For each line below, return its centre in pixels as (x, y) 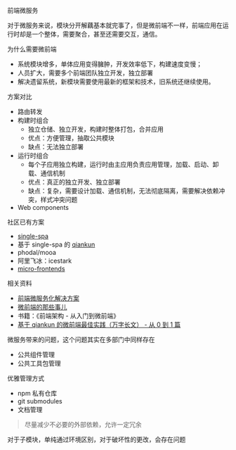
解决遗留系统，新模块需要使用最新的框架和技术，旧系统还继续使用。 (116, 82)
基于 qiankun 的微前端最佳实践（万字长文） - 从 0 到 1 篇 (99, 325)
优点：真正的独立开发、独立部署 (74, 182)
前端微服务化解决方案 (48, 298)
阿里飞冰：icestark (45, 261)
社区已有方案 (26, 222)
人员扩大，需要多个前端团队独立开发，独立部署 (85, 73)
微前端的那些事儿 (42, 307)
